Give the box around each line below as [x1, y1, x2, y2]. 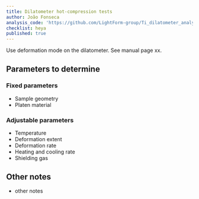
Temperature [14, 129, 47, 136]
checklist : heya [6, 25, 46, 31]
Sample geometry [14, 95, 59, 102]
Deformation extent [14, 136, 62, 143]
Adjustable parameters [6, 116, 74, 124]
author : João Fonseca [6, 14, 60, 20]
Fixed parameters [6, 81, 58, 90]
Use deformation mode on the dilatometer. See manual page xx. [6, 47, 162, 54]
